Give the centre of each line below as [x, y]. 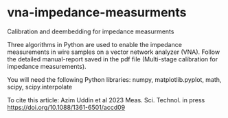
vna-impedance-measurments [97, 13]
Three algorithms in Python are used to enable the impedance [94, 44]
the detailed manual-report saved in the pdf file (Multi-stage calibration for [113, 59]
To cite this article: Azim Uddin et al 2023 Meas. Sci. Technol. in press [106, 100]
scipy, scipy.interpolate [40, 87]
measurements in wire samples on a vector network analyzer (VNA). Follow [114, 52]
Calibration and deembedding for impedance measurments [91, 31]
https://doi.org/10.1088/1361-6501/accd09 [66, 107]
